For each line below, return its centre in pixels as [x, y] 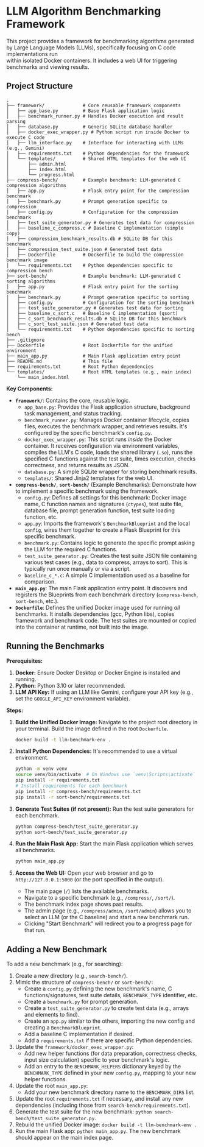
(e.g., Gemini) [26, 148]
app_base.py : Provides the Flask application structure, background [107, 407]
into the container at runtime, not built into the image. [82, 627]
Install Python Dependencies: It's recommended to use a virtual [96, 751]
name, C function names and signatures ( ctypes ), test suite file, [104, 504]
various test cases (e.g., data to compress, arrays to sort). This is [106, 562]
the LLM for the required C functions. [71, 549]
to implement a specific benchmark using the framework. [87, 491]
